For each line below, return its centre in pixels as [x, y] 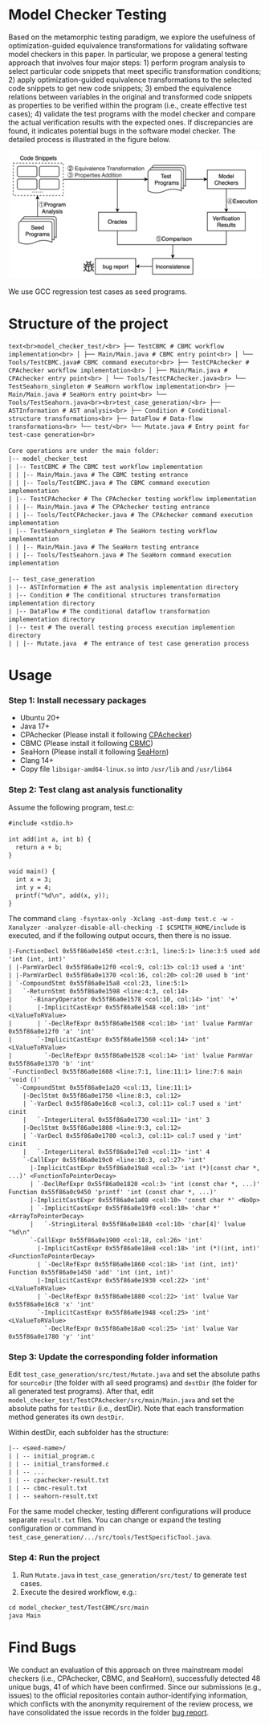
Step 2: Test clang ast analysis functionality [96, 790]
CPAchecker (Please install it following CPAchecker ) [106, 735]
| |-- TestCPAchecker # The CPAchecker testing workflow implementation [132, 499]
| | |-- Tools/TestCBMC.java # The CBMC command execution [109, 483]
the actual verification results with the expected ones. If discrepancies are [131, 122]
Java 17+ [35, 726]
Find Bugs [43, 1648]
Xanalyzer [25, 928]
